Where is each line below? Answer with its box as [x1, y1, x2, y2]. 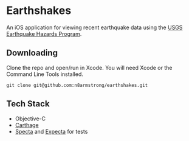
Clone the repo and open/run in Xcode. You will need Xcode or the [6, 64, 173, 71]
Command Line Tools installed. [6, 70, 84, 78]
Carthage [15, 121, 39, 128]
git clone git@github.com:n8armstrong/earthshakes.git [6, 82, 148, 88]
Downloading [6, 48, 58, 58]
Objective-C [15, 115, 46, 122]
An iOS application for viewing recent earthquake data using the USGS [6, 24, 183, 31]
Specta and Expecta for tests [15, 128, 88, 135]
